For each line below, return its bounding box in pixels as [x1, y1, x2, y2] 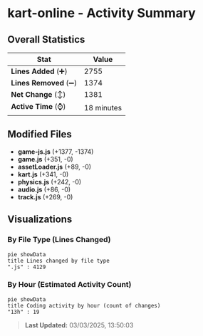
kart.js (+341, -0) [17, 169, 69, 179]
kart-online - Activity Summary [7, 5, 196, 21]
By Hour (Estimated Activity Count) [7, 280, 132, 290]
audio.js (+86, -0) [17, 185, 71, 194]
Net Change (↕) [11, 90, 66, 99]
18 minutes [83, 103, 123, 112]
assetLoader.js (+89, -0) [17, 162, 91, 171]
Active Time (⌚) [11, 102, 66, 111]
